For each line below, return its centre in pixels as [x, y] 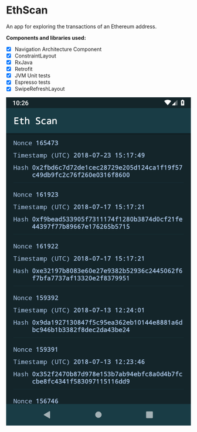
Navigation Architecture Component [58, 49]
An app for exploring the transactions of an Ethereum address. [81, 26]
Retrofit [23, 69]
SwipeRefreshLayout [40, 89]
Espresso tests [33, 82]
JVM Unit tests [33, 76]
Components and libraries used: [46, 38]
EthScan [27, 10]
